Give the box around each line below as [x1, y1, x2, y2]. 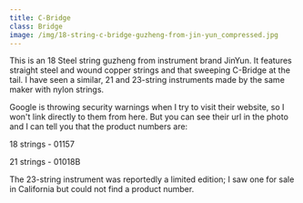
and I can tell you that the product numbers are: [9, 121, 188, 132]
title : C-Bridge [9, 13, 71, 23]
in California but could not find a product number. [9, 184, 195, 195]
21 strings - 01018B [9, 157, 81, 167]
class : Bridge [9, 22, 64, 31]
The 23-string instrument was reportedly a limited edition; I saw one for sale [9, 174, 295, 185]
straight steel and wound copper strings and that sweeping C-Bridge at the [9, 65, 291, 76]
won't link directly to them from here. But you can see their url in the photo [9, 111, 289, 123]
